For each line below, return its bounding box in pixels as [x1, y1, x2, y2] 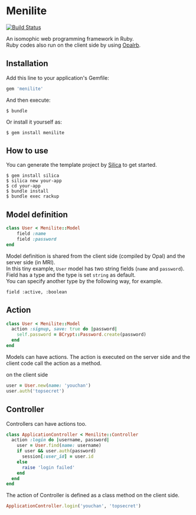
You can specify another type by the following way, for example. [6, 277, 163, 284]
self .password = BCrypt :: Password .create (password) [17, 332, 146, 338]
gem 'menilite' [6, 86, 44, 92]
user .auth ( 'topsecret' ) [6, 388, 65, 394]
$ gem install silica [6, 173, 60, 179]
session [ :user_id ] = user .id [21, 454, 94, 459]
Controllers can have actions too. [6, 420, 87, 427]
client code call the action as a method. [6, 359, 102, 367]
